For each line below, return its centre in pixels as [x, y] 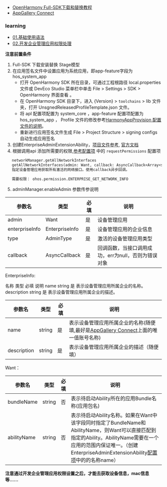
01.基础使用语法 [28, 37]
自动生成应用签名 [37, 139]
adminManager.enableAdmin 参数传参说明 [55, 189]
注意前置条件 [18, 54]
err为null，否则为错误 [132, 255]
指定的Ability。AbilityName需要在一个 [115, 438]
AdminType [59, 238]
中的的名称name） [97, 460]
